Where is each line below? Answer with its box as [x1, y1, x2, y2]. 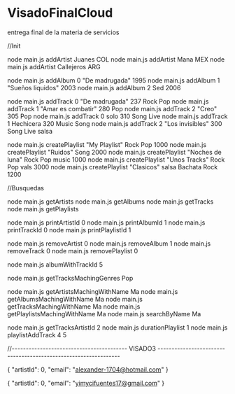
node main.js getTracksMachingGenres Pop [7, 274, 134, 282]
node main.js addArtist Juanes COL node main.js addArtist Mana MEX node [7, 55, 225, 64]
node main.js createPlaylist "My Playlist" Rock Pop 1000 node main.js [7, 140, 207, 148]
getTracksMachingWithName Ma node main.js [7, 302, 141, 311]
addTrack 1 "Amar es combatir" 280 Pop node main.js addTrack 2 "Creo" [7, 104, 218, 113]
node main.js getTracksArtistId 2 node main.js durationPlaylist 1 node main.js [7, 323, 228, 332]
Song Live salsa [7, 127, 53, 135]
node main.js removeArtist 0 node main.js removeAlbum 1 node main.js [7, 239, 211, 248]
